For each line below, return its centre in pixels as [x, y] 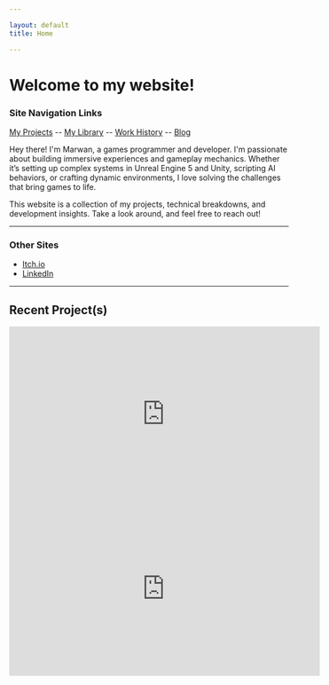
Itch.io [34, 264]
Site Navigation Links [56, 113]
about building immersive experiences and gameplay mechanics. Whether [145, 158]
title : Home [31, 33]
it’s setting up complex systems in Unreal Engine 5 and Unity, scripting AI [143, 168]
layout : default [39, 25]
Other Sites [34, 245]
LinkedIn [38, 274]
